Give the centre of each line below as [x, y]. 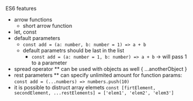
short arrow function [47, 26]
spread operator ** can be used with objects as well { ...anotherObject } [101, 69]
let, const [25, 32]
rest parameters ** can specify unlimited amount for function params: [98, 75]
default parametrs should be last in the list [73, 50]
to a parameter [49, 63]
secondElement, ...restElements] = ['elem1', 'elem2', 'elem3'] [94, 93]
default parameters [37, 38]
